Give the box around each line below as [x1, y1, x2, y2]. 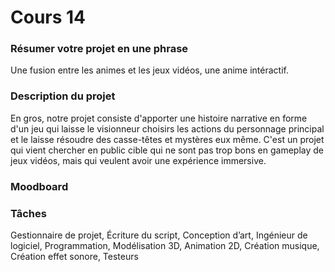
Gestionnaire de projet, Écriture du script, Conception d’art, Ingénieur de [10, 229, 308, 241]
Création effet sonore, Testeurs [10, 251, 139, 262]
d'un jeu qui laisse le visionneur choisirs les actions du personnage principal [10, 122, 325, 135]
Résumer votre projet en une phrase [10, 42, 189, 56]
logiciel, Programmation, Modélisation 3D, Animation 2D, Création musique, [10, 240, 320, 251]
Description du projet [10, 89, 116, 103]
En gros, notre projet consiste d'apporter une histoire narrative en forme [10, 112, 308, 124]
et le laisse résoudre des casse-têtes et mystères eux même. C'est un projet [10, 133, 325, 145]
